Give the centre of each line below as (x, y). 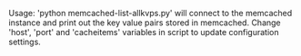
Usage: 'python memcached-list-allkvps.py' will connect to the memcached (150, 13)
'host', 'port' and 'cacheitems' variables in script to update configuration (144, 32)
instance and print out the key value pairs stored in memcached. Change (145, 23)
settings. (25, 42)
